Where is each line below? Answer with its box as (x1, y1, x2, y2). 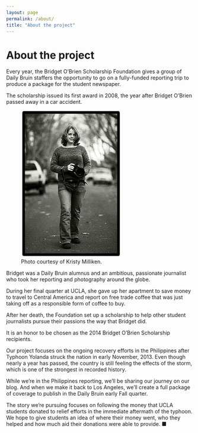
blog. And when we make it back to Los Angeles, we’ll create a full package (6, 384, 191, 391)
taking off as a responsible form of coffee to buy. (6, 300, 126, 307)
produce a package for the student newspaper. (6, 81, 122, 88)
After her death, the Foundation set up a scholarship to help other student (6, 311, 186, 319)
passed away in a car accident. (6, 98, 82, 106)
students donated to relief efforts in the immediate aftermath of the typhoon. (6, 408, 193, 415)
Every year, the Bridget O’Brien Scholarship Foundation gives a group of (6, 68, 182, 75)
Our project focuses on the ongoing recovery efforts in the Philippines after (6, 347, 190, 354)
